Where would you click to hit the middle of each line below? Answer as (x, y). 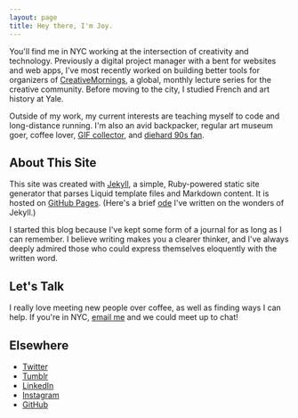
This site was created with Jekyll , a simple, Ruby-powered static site (134, 184)
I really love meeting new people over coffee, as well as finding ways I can (145, 307)
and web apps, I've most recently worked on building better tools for (135, 70)
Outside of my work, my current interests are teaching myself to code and (145, 116)
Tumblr (35, 376)
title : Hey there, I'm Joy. (61, 26)
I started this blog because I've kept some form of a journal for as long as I (145, 230)
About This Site (53, 163)
